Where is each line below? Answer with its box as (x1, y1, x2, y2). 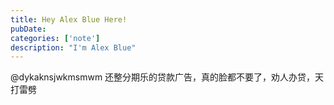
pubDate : (10, 24, 47, 34)
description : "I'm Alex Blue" (10, 42, 137, 53)
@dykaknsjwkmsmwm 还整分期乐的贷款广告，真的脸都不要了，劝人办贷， (10, 71, 316, 83)
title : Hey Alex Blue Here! (10, 14, 128, 25)
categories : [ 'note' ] (10, 33, 101, 43)
